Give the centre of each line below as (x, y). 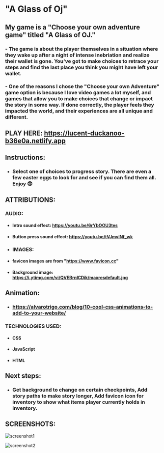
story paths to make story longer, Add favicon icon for (78, 396)
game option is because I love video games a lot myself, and (78, 93)
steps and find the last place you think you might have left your (82, 67)
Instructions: (25, 157)
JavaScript (24, 349)
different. (17, 117)
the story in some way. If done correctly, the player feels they (80, 105)
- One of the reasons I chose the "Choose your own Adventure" (82, 86)
